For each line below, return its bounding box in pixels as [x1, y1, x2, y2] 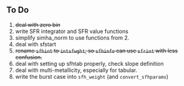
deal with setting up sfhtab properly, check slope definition [15, 60, 164, 67]
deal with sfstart [15, 40, 56, 48]
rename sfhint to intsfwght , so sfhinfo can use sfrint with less [15, 47, 178, 54]
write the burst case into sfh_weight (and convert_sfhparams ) [15, 73, 169, 80]
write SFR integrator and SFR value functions [15, 27, 128, 35]
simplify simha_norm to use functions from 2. [15, 34, 130, 41]
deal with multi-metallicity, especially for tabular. [15, 66, 138, 74]
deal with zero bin [15, 21, 61, 28]
